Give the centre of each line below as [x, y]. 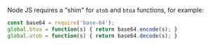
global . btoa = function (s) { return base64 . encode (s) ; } [92, 29]
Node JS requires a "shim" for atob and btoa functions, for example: [105, 10]
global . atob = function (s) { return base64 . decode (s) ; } [92, 36]
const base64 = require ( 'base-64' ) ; [61, 23]
